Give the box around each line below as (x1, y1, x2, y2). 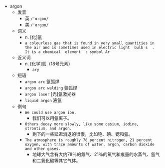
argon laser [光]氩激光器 (24, 91, 76, 97)
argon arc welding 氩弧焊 (24, 85, 78, 90)
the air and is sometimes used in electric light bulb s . (24, 45, 155, 50)
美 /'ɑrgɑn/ (24, 21, 49, 27)
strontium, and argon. (24, 126, 72, 131)
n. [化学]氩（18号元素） (24, 61, 73, 66)
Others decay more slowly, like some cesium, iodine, (24, 121, 139, 126)
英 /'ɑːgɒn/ (24, 15, 49, 21)
